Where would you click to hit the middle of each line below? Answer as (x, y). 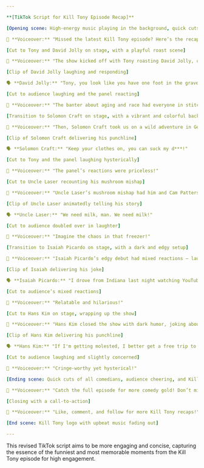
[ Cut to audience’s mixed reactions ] (54, 291)
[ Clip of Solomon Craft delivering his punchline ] (72, 138)
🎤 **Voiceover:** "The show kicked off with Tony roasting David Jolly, (100, 61)
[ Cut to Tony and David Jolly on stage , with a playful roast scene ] (96, 50)
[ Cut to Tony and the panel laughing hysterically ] (73, 160)
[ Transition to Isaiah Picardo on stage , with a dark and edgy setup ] (97, 248)
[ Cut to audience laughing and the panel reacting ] (73, 94)
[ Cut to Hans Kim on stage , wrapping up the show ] (72, 314)
